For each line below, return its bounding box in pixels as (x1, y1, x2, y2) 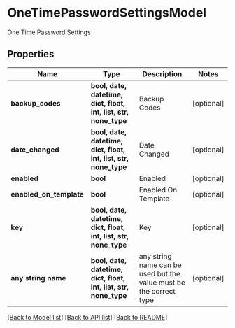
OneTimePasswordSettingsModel (7, 5, 207, 21)
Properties (7, 48, 55, 60)
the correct (138, 286, 176, 296)
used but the (138, 269, 180, 278)
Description (142, 69, 183, 78)
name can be (138, 260, 182, 270)
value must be (138, 278, 185, 287)
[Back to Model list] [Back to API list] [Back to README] (7, 313, 168, 321)
